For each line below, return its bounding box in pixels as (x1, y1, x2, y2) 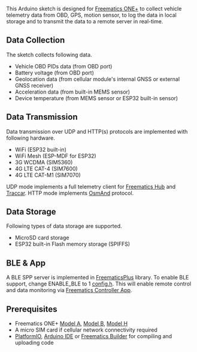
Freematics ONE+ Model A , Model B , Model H (14, 320, 128, 327)
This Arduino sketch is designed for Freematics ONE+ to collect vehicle (6, 5, 182, 12)
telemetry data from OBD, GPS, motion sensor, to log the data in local (6, 11, 177, 19)
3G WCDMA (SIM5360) (14, 158, 73, 166)
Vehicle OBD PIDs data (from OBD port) (14, 62, 113, 70)
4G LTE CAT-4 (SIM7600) (14, 165, 78, 172)
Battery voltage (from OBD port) (14, 69, 95, 76)
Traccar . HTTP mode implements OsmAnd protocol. (6, 189, 134, 197)
